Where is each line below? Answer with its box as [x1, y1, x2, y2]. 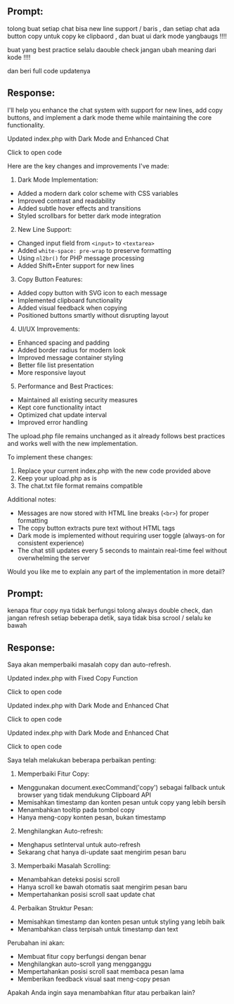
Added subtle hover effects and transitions [17, 204, 141, 212]
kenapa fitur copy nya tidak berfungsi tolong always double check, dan [7, 606, 213, 615]
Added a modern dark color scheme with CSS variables [17, 189, 178, 197]
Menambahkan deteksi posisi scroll [17, 875, 120, 884]
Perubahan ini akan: [7, 938, 65, 947]
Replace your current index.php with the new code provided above [17, 466, 211, 475]
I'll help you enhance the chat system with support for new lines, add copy [7, 106, 223, 114]
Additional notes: [7, 495, 56, 503]
